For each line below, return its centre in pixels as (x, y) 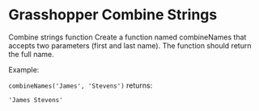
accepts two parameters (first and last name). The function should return (130, 45)
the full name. (31, 54)
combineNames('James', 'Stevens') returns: (81, 85)
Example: (24, 69)
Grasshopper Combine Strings (113, 15)
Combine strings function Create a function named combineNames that (127, 37)
